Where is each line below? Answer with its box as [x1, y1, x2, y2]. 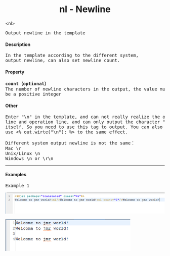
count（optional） [5, 81, 49, 87]
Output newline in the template [5, 30, 86, 36]
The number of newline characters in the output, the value [5, 86, 158, 92]
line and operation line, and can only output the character [5, 119, 160, 125]
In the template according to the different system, [5, 53, 139, 59]
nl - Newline [59, 4, 111, 15]
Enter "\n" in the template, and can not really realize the [5, 114, 160, 120]
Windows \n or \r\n [5, 156, 54, 161]
